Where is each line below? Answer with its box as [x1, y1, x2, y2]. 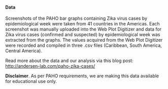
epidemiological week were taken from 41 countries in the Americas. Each [5, 21, 160, 27]
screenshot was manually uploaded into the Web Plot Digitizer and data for [5, 26, 162, 33]
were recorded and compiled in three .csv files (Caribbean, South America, [5, 42, 162, 48]
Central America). [5, 48, 42, 54]
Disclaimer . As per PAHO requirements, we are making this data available [5, 73, 159, 79]
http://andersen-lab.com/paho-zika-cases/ [5, 63, 95, 69]
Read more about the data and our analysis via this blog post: [5, 57, 133, 64]
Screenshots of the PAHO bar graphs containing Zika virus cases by [5, 15, 148, 21]
